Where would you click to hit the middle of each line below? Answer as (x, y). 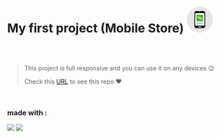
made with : (27, 112)
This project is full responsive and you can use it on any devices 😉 (119, 68)
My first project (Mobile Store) (96, 29)
